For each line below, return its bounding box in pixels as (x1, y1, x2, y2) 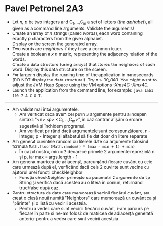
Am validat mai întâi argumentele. (12, 106, 79, 112)
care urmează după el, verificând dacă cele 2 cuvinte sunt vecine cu (12, 164, 149, 170)
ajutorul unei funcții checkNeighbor (12, 169, 83, 175)
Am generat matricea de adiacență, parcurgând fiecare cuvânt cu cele (12, 159, 153, 165)
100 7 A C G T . (12, 92, 42, 98)
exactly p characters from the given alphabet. (12, 35, 103, 41)
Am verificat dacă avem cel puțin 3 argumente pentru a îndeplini (19, 111, 148, 117)
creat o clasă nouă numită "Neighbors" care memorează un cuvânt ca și (12, 195, 157, 201)
